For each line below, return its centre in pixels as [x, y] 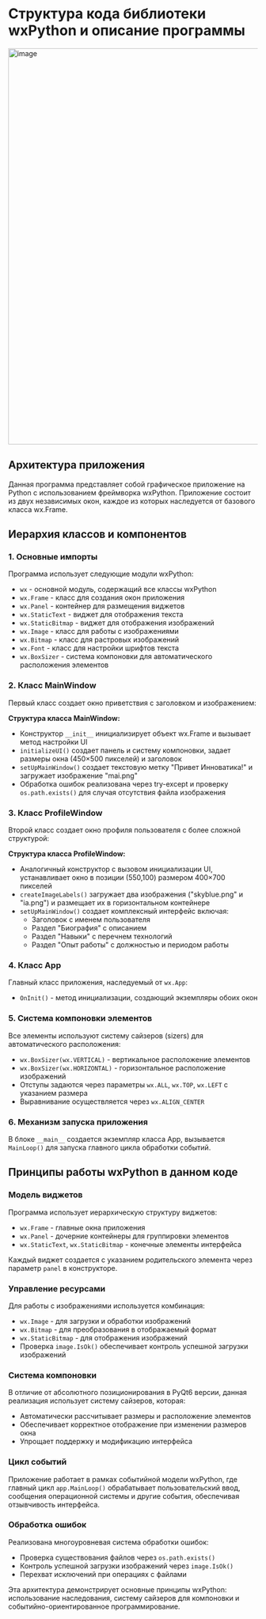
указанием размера [54, 1093]
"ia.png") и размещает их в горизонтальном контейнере [115, 903]
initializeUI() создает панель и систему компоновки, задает [125, 750]
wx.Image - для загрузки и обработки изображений [105, 1321]
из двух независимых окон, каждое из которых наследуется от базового [132, 501]
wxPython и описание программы [127, 30]
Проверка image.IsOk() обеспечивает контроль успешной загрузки [134, 1346]
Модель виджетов [46, 1195]
